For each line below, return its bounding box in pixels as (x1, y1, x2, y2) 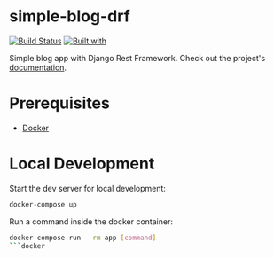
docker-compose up (9, 199, 77, 209)
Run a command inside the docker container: (9, 215, 173, 227)
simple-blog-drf (9, 6, 130, 27)
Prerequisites (9, 93, 111, 113)
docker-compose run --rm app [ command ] (9, 233, 157, 242)
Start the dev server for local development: (9, 183, 167, 193)
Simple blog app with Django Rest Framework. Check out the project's (9, 52, 266, 63)
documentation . (9, 62, 67, 73)
